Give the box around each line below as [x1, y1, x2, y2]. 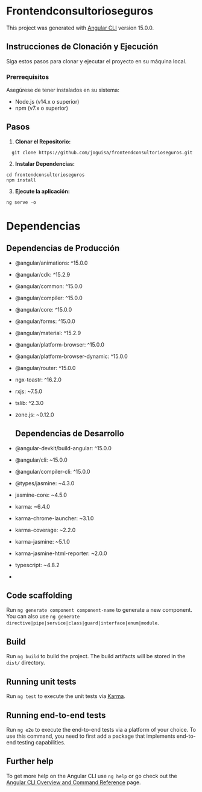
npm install [6, 177, 36, 183]
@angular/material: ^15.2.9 [14, 329, 81, 336]
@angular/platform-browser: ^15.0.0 [14, 341, 104, 348]
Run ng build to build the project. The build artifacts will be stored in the [6, 653, 186, 660]
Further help [6, 756, 54, 767]
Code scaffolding [6, 591, 72, 601]
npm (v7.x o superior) [14, 104, 68, 112]
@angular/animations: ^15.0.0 [14, 259, 88, 266]
